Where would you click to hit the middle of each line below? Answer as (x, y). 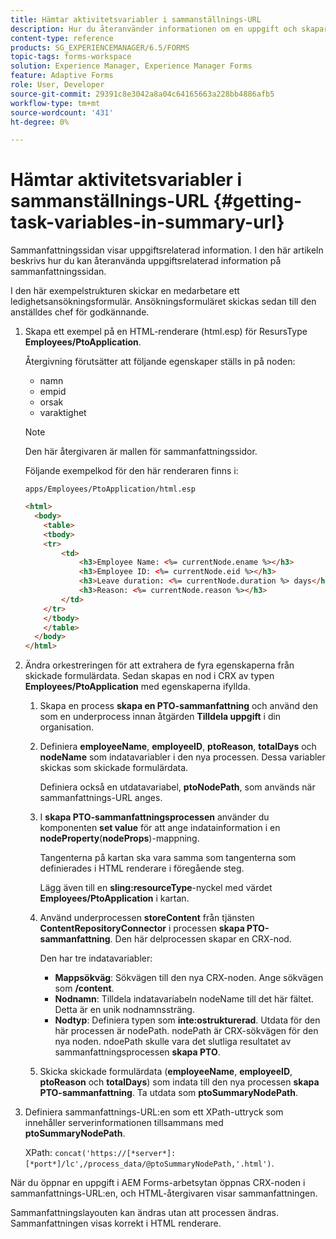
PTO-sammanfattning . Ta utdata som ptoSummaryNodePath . (168, 1093)
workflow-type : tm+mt (55, 103)
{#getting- (258, 201)
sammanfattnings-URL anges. (101, 798)
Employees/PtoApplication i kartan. (114, 898)
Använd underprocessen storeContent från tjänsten (147, 918)
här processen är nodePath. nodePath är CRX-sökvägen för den (186, 1031)
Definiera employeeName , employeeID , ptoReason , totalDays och (178, 747)
